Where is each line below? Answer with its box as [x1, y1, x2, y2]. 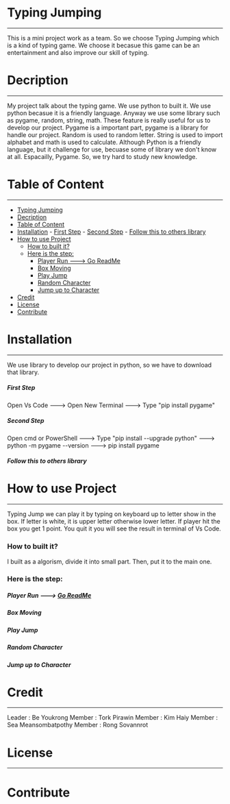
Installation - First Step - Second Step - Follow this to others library [16, 228, 207, 236]
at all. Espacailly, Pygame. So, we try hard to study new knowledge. [7, 152, 197, 160]
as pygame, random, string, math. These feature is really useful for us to [7, 116, 211, 124]
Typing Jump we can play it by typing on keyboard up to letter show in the [7, 510, 216, 518]
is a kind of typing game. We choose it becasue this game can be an [7, 41, 200, 49]
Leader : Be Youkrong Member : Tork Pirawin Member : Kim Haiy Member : [7, 714, 218, 722]
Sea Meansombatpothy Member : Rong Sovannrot [7, 721, 149, 729]
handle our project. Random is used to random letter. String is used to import [7, 130, 223, 138]
